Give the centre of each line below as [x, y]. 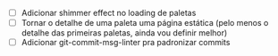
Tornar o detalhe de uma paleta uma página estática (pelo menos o [145, 23]
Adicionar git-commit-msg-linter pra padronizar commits [126, 43]
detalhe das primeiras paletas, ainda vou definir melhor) [124, 33]
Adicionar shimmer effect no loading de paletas [109, 13]
